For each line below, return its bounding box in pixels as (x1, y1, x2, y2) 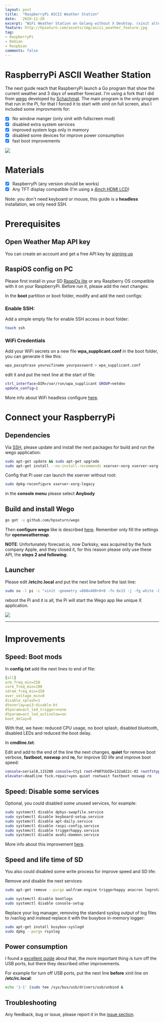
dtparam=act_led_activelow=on (5, 712, 67, 716)
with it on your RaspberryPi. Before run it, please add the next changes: (5, 283, 149, 289)
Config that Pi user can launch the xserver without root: (5, 472, 117, 478)
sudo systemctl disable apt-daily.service (5, 819, 93, 824)
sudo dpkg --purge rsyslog (5, 929, 60, 934)
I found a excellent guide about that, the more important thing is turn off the (5, 955, 157, 961)
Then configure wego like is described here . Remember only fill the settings (5, 527, 159, 533)
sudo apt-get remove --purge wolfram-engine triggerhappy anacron (5, 887, 143, 893)
